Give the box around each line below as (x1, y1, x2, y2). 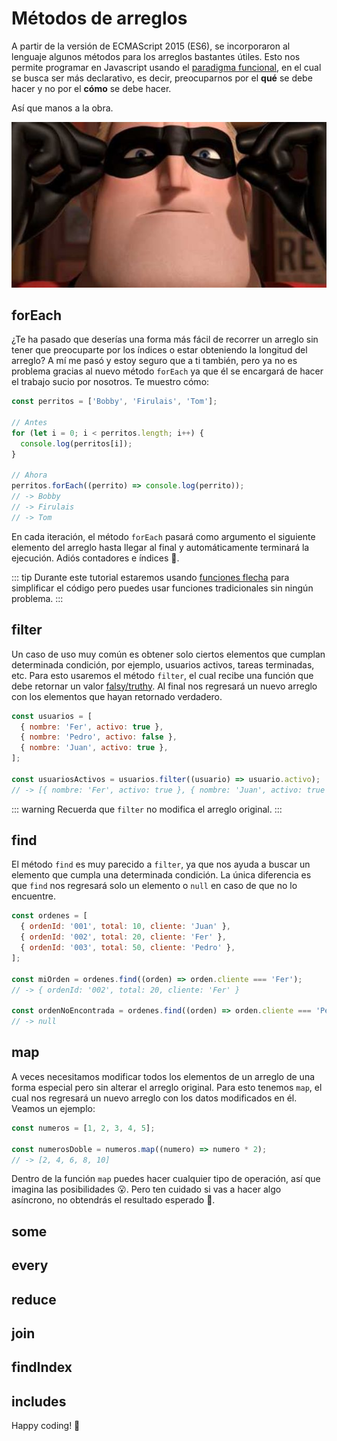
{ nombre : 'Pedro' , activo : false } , (20, 732, 178, 742)
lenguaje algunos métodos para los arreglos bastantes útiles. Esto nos (11, 50, 301, 62)
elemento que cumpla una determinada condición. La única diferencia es (11, 869, 312, 881)
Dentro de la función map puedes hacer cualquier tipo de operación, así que (11, 1173, 321, 1185)
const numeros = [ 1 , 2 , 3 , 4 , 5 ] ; (11, 1123, 156, 1133)
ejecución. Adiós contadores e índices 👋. (11, 552, 180, 564)
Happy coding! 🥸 (11, 1420, 81, 1432)
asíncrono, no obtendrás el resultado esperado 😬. (11, 1194, 216, 1206)
